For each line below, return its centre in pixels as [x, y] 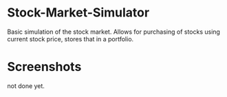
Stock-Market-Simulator [78, 13]
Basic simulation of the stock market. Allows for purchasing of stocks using [113, 32]
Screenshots [44, 67]
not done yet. [26, 86]
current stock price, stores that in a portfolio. [71, 39]
